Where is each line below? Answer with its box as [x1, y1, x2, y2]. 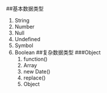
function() [23, 55, 48, 62]
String [14, 17, 30, 24]
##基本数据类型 [6, 5, 44, 12]
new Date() [23, 68, 51, 75]
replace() [23, 74, 46, 81]
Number [14, 23, 35, 30]
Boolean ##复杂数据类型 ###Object [14, 49, 101, 56]
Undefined [14, 36, 41, 42]
